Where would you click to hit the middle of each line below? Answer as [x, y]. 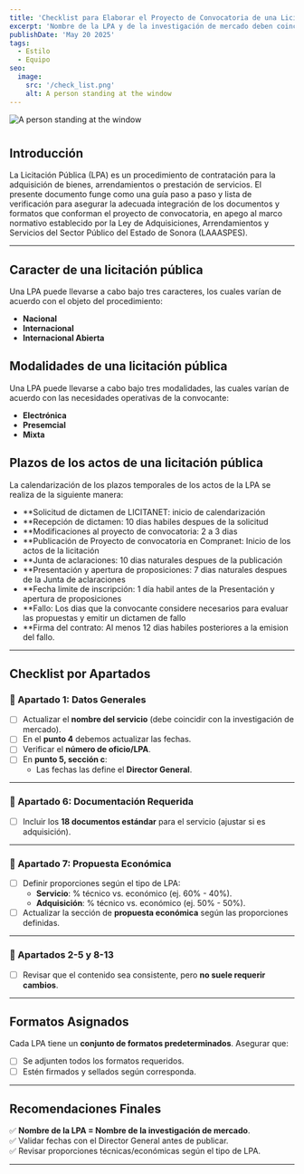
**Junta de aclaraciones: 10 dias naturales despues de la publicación [152, 560]
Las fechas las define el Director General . [114, 769]
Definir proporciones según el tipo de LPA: [101, 883]
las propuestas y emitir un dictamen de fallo [104, 617]
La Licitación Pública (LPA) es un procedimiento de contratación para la [142, 175]
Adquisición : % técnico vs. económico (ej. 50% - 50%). [141, 903]
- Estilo [34, 52]
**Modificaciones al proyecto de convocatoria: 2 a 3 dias [130, 531]
